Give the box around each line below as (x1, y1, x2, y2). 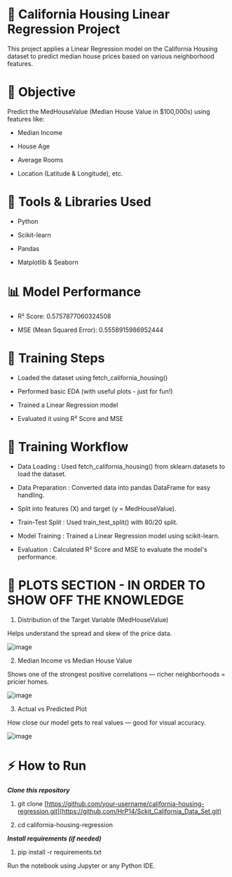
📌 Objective (7, 84, 76, 100)
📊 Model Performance (7, 284, 142, 299)
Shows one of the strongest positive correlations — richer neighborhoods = (7, 670, 226, 678)
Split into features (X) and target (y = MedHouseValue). (17, 504, 177, 512)
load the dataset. (17, 469, 67, 478)
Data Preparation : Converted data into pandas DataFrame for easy (17, 483, 211, 491)
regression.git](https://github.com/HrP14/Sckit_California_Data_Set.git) (17, 807, 222, 815)
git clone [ (17, 799, 47, 807)
